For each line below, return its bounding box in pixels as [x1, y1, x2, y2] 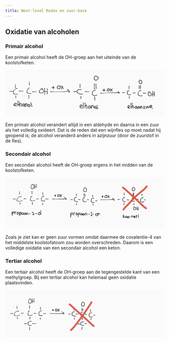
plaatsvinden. [5, 279, 34, 286]
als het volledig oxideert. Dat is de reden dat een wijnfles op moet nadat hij [5, 127, 161, 133]
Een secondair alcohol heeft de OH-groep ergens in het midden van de [5, 162, 153, 168]
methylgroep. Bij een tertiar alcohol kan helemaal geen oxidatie [5, 274, 137, 280]
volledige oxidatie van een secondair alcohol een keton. [5, 245, 121, 251]
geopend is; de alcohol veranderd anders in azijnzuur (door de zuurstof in [5, 132, 159, 138]
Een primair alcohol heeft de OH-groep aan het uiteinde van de [5, 54, 137, 60]
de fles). [5, 137, 23, 144]
